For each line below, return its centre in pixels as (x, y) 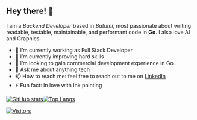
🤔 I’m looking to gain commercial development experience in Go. (95, 63)
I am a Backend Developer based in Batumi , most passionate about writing (99, 25)
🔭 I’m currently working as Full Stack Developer (73, 50)
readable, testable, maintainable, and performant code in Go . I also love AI (98, 32)
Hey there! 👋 (30, 11)
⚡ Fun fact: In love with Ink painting (58, 85)
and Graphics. (23, 38)
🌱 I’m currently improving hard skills (59, 56)
